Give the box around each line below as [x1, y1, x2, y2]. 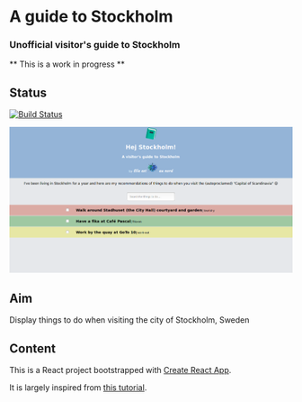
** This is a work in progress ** [9, 59, 126, 69]
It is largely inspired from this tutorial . [9, 382, 147, 393]
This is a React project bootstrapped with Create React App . [9, 365, 232, 376]
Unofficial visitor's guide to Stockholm [9, 39, 181, 51]
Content [9, 341, 57, 356]
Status [9, 85, 48, 100]
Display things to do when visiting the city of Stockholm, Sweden [9, 315, 250, 325]
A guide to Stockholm [9, 6, 173, 27]
